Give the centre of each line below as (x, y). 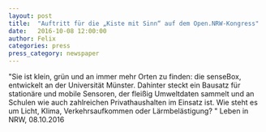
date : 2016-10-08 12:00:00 (58, 31)
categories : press (39, 46)
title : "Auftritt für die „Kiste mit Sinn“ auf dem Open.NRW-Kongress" (134, 23)
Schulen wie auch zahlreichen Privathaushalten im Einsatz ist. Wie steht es (133, 102)
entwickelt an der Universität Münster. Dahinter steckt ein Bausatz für (124, 85)
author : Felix (32, 38)
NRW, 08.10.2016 (36, 119)
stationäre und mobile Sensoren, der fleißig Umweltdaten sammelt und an (131, 94)
